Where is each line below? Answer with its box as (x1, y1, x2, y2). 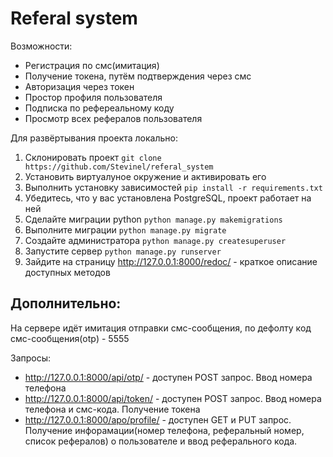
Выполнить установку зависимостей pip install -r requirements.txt (24, 181, 323, 193)
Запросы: (10, 352, 52, 364)
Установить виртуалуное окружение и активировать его (24, 170, 267, 182)
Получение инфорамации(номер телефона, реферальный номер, (24, 424, 305, 436)
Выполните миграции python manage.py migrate (24, 223, 227, 236)
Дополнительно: (10, 295, 122, 312)
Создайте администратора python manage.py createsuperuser (24, 234, 287, 246)
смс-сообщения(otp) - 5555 (10, 332, 130, 344)
